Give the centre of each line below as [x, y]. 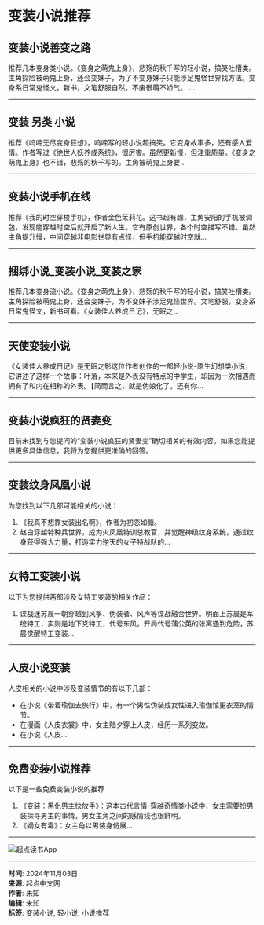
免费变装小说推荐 [49, 768]
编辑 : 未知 [24, 903]
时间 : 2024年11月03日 [43, 874]
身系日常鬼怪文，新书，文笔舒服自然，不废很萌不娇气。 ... [102, 88]
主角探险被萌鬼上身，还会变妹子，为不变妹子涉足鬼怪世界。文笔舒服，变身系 [132, 301]
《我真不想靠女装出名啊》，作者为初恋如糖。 [90, 522]
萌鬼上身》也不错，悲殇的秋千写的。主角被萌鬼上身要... [97, 162]
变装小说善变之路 [49, 48]
